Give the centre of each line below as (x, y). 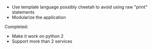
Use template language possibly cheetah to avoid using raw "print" (80, 7)
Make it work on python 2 (38, 36)
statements (23, 12)
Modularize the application (39, 17)
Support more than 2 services (42, 41)
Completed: (16, 27)
